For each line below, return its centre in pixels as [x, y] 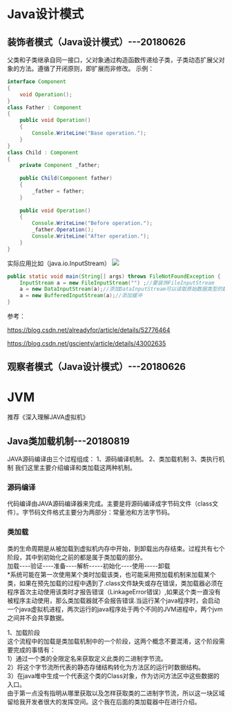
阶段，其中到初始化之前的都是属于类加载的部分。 [77, 557]
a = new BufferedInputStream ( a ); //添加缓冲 [81, 296]
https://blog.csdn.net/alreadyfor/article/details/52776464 [89, 330]
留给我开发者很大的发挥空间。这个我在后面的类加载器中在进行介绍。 [104, 702]
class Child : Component [43, 152]
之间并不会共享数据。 [37, 618]
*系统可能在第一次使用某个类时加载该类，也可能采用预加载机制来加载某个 [112, 574]
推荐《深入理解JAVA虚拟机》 [48, 417]
